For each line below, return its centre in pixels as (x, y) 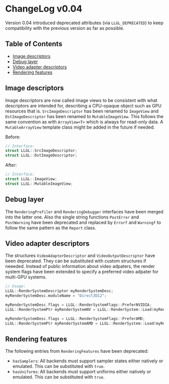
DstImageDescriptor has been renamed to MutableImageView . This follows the (84, 116)
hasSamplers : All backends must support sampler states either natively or (88, 361)
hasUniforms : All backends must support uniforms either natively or (82, 372)
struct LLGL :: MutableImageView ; (39, 184)
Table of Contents (34, 44)
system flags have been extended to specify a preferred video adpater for (82, 272)
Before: (13, 137)
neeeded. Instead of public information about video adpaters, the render (80, 266)
